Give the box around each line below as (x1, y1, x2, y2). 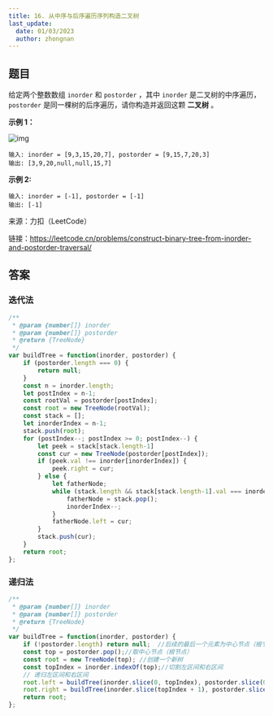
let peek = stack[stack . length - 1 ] (37, 442, 154, 450)
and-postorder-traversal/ (8, 243, 92, 253)
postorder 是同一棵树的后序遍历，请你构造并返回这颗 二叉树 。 (8, 100, 219, 110)
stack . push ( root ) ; (23, 427, 85, 435)
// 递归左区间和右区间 (23, 670, 89, 679)
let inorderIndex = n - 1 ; (23, 419, 107, 427)
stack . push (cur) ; (37, 533, 96, 541)
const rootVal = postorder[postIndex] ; (23, 397, 158, 405)
